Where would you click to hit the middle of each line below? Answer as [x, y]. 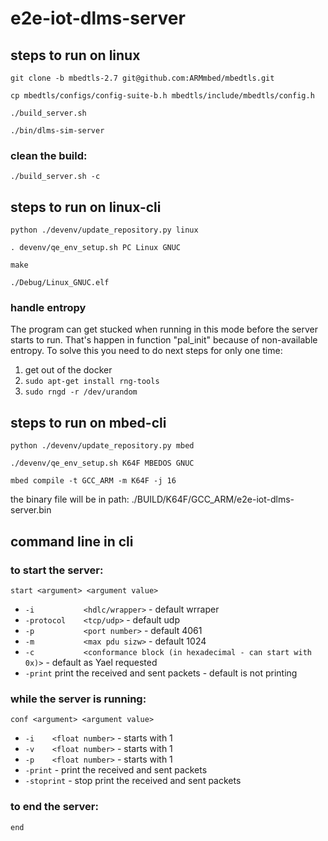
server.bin [31, 510]
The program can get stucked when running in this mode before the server [164, 329]
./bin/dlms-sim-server [57, 131]
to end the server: [54, 807]
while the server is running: [78, 699]
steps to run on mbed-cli [88, 422]
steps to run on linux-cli [86, 207]
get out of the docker [68, 370]
